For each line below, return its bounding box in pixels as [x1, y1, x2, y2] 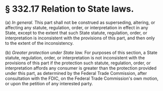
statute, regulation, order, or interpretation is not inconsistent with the [5, 55, 145, 60]
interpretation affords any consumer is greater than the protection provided [5, 65, 157, 71]
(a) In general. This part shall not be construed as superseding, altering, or [5, 19, 156, 25]
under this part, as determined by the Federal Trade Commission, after [5, 70, 147, 76]
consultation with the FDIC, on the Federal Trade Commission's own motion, [5, 75, 159, 81]
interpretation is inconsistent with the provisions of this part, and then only [5, 35, 155, 41]
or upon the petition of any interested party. [5, 80, 93, 86]
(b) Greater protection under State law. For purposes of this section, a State [5, 50, 158, 55]
